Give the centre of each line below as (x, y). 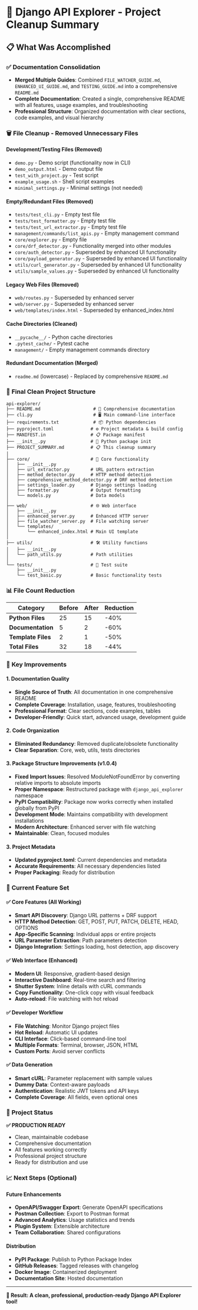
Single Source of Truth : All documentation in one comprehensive (94, 692)
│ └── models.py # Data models (66, 496)
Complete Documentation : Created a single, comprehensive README (100, 98)
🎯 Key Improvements (36, 665)
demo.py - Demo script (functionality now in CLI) (72, 163)
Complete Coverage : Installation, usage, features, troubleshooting (95, 704)
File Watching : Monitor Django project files (67, 1026)
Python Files (27, 618)
